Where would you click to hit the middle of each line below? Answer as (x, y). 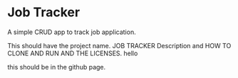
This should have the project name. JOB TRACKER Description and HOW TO (119, 45)
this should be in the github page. (57, 67)
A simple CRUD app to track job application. (72, 32)
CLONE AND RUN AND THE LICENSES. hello (73, 53)
